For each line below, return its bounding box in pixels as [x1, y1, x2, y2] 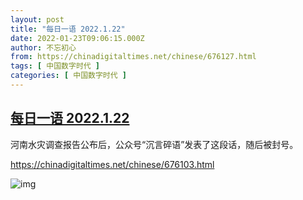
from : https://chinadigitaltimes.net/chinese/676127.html [10, 52, 257, 62]
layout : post [10, 14, 65, 25]
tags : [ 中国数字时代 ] [10, 61, 100, 71]
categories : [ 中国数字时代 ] [10, 71, 127, 81]
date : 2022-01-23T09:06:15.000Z [10, 33, 145, 43]
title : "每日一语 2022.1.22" [10, 24, 126, 34]
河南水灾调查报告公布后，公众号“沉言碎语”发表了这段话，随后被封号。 [10, 138, 299, 150]
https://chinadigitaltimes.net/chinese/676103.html [10, 158, 215, 170]
